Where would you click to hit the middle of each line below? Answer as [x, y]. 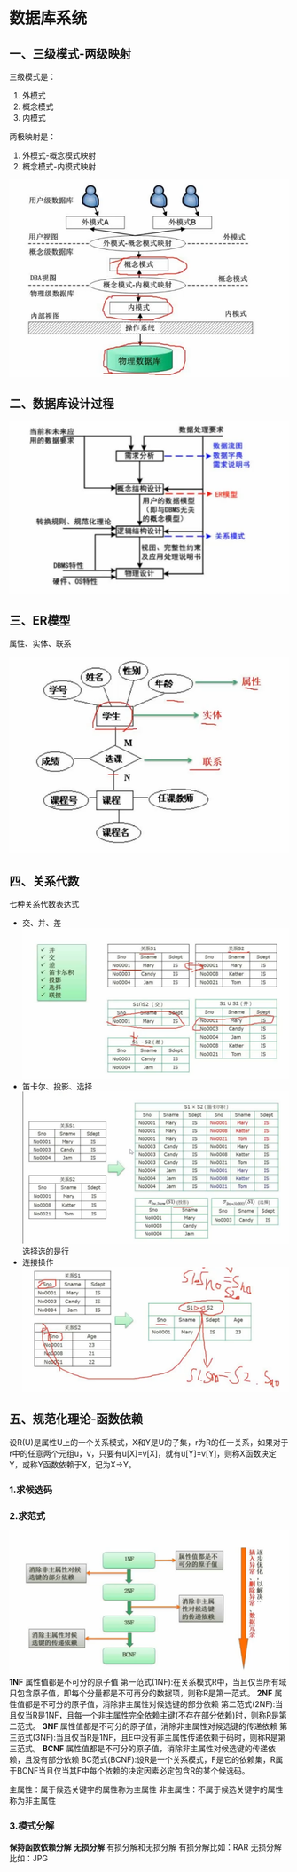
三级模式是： [32, 77]
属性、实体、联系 [40, 643]
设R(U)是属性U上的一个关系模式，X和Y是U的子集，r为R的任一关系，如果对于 [149, 1442]
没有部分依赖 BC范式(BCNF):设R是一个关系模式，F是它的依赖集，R [154, 1760]
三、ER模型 [40, 621]
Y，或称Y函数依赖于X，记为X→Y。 [73, 1464]
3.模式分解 [32, 1826]
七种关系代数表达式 [44, 904]
